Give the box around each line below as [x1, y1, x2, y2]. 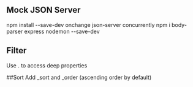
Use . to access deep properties [6, 61, 88, 69]
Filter [6, 45, 27, 56]
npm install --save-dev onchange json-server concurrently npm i [6, 21, 170, 28]
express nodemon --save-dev [24, 28, 100, 35]
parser [6, 28, 23, 35]
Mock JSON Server [6, 5, 81, 15]
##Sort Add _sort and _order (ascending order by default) [6, 74, 152, 81]
